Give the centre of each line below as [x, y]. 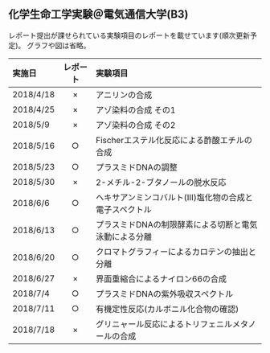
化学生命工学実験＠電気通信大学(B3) [98, 14]
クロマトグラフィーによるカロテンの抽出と [176, 252]
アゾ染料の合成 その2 [136, 125]
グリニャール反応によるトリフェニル [164, 324]
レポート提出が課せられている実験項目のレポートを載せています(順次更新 [129, 35]
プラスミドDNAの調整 [137, 167]
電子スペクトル [124, 209]
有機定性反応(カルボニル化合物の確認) [168, 309]
